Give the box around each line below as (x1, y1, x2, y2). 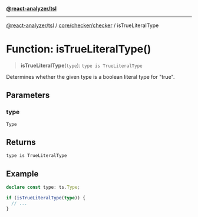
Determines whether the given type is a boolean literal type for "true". (6, 73, 175, 80)
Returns (6, 138, 37, 148)
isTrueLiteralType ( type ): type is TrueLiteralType (20, 62, 143, 69)
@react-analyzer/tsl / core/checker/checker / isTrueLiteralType (6, 22, 159, 29)
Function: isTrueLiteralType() (6, 42, 151, 56)
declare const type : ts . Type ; (6, 185, 81, 191)
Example (6, 169, 39, 179)
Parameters (6, 91, 50, 101)
